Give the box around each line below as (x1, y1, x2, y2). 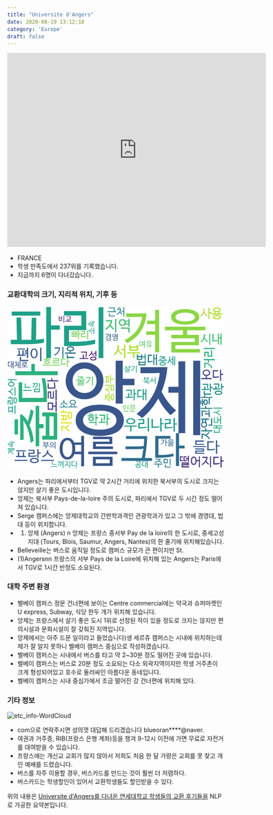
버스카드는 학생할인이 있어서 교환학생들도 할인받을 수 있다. (17, 778, 174, 786)
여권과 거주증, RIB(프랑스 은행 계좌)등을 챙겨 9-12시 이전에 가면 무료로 (17, 734, 205, 743)
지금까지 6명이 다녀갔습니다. (17, 271, 93, 279)
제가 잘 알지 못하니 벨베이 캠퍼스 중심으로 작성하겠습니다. (17, 642, 170, 650)
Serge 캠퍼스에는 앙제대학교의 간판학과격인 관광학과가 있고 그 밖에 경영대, (17, 511, 216, 520)
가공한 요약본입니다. (14, 801, 68, 809)
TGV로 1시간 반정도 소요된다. (24, 563, 102, 572)
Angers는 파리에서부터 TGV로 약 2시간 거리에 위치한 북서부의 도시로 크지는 (17, 476, 219, 485)
